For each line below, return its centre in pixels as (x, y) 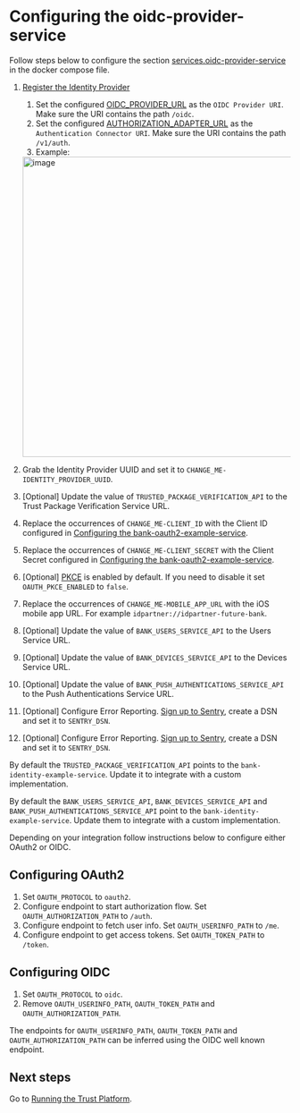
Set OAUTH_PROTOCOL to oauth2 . (76, 896)
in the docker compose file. (59, 70)
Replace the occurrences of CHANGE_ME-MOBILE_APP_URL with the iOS (146, 603)
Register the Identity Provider (76, 87)
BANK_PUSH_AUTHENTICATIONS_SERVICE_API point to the (105, 811)
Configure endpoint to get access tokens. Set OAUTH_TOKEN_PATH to (143, 935)
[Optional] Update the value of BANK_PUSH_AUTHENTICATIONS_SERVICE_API (153, 684)
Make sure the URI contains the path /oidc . (115, 114)
